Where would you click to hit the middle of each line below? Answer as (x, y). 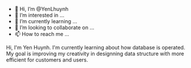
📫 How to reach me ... (42, 34)
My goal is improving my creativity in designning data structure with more (95, 53)
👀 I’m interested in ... (39, 15)
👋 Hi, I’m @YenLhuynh (41, 9)
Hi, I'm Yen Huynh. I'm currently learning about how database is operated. (96, 47)
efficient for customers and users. (47, 60)
